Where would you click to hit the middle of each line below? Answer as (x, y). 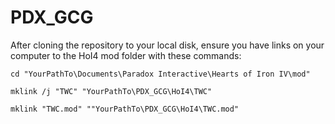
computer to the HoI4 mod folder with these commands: (126, 55)
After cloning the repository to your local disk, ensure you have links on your (167, 45)
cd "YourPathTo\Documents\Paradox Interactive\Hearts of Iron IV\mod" (160, 74)
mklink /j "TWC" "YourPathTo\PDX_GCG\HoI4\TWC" (111, 91)
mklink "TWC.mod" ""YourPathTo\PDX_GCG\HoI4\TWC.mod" (125, 109)
